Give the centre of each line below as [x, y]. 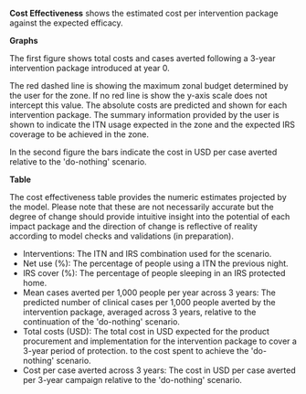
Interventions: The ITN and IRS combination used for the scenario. [147, 254]
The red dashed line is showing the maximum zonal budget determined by [149, 85]
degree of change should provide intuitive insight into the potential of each [150, 217]
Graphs [24, 41]
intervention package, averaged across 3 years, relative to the [139, 312]
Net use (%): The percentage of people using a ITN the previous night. [156, 263]
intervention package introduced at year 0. [90, 68]
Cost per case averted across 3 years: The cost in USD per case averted [159, 370]
